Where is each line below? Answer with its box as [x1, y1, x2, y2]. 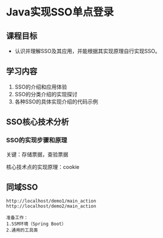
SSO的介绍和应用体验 [14, 83, 67, 90]
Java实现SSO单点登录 [6, 5, 114, 19]
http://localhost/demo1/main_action [6, 198, 96, 204]
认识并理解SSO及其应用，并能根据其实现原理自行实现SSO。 [14, 48, 161, 54]
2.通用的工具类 [6, 227, 38, 233]
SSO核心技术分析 [6, 117, 69, 127]
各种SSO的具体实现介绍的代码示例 [14, 98, 99, 105]
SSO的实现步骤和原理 [6, 136, 67, 145]
